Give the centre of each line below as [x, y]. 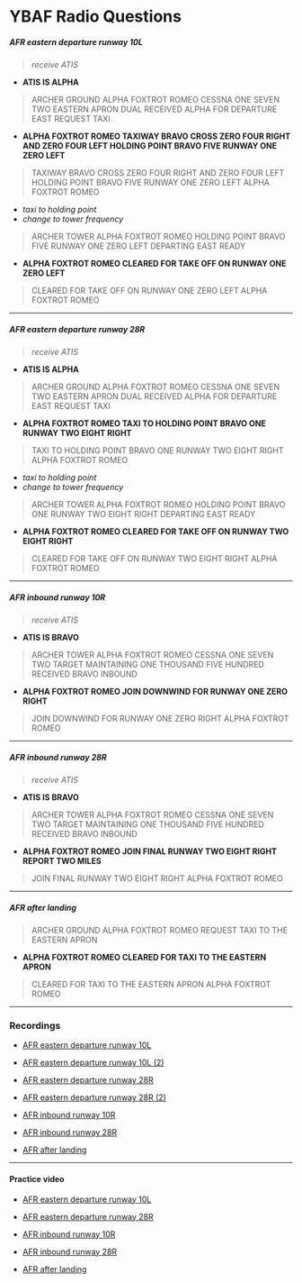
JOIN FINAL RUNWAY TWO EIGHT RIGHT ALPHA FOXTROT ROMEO [157, 878]
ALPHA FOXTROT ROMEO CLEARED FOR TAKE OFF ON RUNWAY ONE [154, 264]
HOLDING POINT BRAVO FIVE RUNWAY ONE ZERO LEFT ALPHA [150, 183]
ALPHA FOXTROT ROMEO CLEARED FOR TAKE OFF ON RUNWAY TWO [155, 532]
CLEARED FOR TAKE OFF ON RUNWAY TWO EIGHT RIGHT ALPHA [154, 559]
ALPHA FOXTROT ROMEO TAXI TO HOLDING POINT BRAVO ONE [144, 423]
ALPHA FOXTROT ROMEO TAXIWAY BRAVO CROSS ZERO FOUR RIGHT [156, 136]
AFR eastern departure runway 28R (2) [94, 1097]
